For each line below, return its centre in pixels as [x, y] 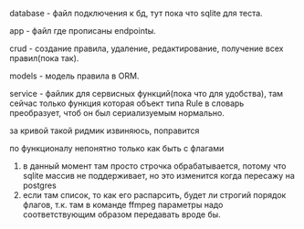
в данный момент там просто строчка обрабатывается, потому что [154, 166]
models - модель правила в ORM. [74, 76]
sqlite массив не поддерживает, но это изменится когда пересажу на [158, 176]
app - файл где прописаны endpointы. [83, 31]
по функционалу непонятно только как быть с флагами [117, 148]
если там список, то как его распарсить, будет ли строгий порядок [154, 195]
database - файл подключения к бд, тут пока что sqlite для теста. [136, 13]
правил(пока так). [44, 58]
